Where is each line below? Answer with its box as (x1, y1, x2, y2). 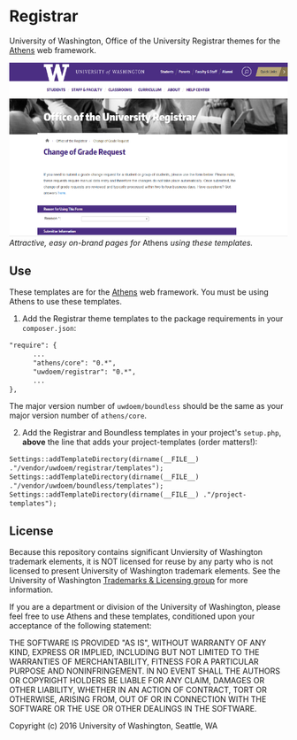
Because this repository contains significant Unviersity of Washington (9, 547, 263, 558)
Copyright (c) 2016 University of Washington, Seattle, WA (9, 721, 218, 731)
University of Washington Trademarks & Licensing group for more (9, 575, 249, 586)
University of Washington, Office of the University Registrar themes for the (9, 35, 281, 46)
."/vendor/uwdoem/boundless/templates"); (9, 482, 164, 490)
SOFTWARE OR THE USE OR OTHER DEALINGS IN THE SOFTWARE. (9, 704, 257, 714)
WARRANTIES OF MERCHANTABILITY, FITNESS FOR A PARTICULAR (9, 657, 259, 667)
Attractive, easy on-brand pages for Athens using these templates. (9, 237, 254, 249)
